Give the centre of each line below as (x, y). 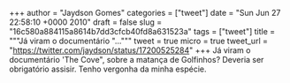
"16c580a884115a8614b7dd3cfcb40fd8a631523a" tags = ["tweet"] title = (142, 31)
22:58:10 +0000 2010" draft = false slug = (86, 22)
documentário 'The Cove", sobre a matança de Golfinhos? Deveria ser (137, 60)
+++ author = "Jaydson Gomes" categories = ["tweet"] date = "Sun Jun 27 (145, 13)
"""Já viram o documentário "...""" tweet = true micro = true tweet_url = (138, 41)
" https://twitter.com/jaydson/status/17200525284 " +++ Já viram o (130, 50)
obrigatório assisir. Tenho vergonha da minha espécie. (108, 69)
